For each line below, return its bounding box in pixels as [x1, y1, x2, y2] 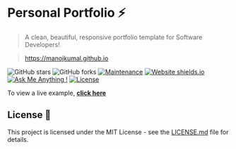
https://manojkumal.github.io [24, 53, 109, 63]
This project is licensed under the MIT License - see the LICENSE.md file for [7, 127, 229, 136]
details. [7, 135, 29, 143]
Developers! [24, 40, 60, 48]
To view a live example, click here [7, 89, 107, 97]
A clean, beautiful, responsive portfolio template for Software [24, 32, 203, 41]
